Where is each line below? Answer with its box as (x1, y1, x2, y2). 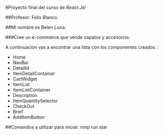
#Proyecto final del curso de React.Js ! (5, 5, 86, 10)
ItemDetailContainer (12, 70, 55, 76)
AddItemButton (12, 114, 45, 120)
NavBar (12, 60, 29, 66)
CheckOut (12, 103, 34, 109)
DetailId (12, 65, 29, 71)
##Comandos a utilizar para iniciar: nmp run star (5, 124, 108, 130)
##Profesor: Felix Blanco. (5, 14, 59, 20)
